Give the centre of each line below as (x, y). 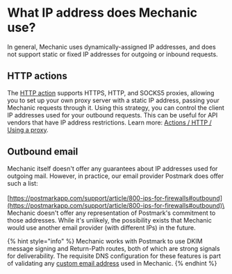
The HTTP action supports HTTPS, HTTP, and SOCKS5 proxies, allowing (111, 92)
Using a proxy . (28, 129)
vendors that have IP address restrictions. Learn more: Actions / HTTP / (109, 122)
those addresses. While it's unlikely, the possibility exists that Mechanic (109, 220)
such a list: (23, 183)
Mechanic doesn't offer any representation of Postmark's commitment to (111, 213)
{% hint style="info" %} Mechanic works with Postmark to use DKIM (105, 241)
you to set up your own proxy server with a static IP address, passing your (114, 100)
